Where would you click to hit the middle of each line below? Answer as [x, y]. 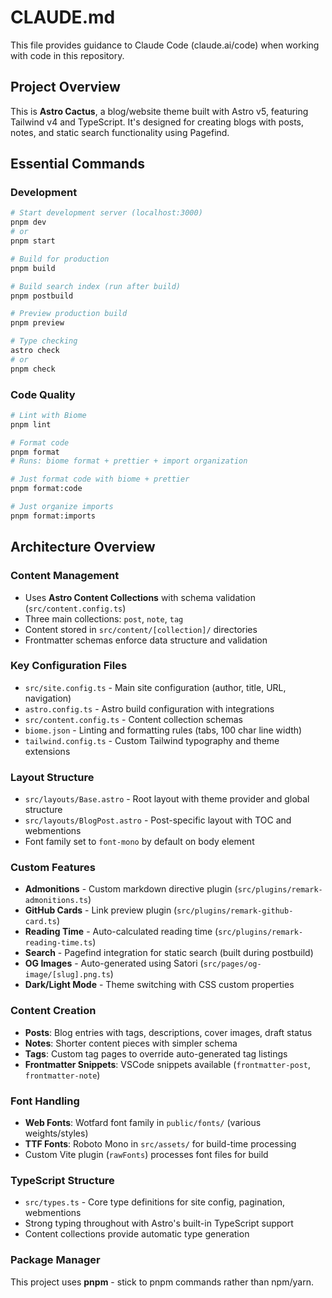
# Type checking [44, 341]
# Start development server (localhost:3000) [106, 213]
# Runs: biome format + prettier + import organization [129, 461]
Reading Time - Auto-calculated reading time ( [121, 932]
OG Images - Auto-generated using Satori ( [114, 963]
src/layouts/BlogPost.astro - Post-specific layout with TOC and [158, 820]
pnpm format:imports [53, 516]
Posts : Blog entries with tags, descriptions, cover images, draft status [168, 1032]
